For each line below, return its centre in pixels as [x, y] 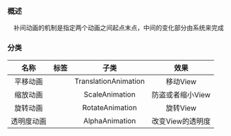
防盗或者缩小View [181, 94]
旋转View [181, 108]
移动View [181, 81]
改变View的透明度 [181, 121]
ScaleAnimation [109, 94]
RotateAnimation [110, 107]
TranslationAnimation [109, 81]
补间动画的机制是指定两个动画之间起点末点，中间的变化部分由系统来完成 [118, 28]
